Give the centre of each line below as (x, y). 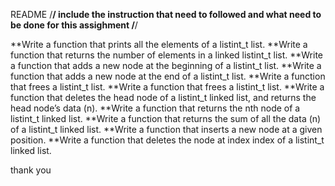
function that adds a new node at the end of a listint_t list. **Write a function (168, 76)
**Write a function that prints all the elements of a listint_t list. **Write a (159, 44)
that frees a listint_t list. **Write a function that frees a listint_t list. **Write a (167, 87)
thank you (31, 170)
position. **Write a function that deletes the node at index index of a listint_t (167, 140)
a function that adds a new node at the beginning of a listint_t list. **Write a (166, 65)
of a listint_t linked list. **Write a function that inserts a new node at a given (166, 129)
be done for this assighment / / (74, 25)
